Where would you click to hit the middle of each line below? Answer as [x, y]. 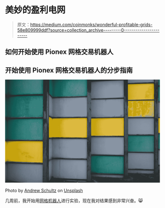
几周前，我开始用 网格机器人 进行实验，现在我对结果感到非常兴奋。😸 [74, 200]
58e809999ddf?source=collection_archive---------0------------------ [88, 30]
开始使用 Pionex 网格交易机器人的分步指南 [69, 70]
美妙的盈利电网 [35, 10]
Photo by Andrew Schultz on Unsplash [44, 190]
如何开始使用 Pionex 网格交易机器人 [59, 52]
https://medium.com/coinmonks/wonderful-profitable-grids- [91, 25]
